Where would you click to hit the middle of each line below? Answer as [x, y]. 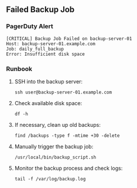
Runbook [19, 69]
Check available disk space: [48, 103]
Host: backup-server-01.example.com [51, 43]
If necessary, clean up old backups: [57, 125]
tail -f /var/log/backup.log [50, 179]
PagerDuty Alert [30, 26]
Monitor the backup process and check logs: [68, 168]
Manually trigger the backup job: [54, 146]
